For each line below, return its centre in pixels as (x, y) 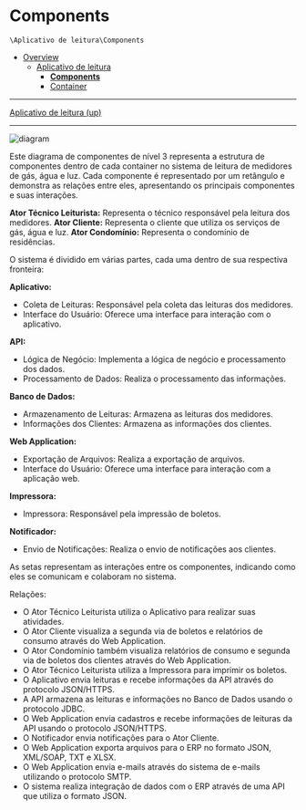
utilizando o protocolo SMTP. (77, 776)
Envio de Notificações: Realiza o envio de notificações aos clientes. (149, 549)
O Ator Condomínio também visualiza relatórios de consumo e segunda (156, 650)
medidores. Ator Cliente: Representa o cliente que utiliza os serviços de (145, 222)
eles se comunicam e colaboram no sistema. (93, 576)
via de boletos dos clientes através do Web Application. (127, 660)
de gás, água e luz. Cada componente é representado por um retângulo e (147, 175)
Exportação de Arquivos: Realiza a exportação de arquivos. (134, 459)
